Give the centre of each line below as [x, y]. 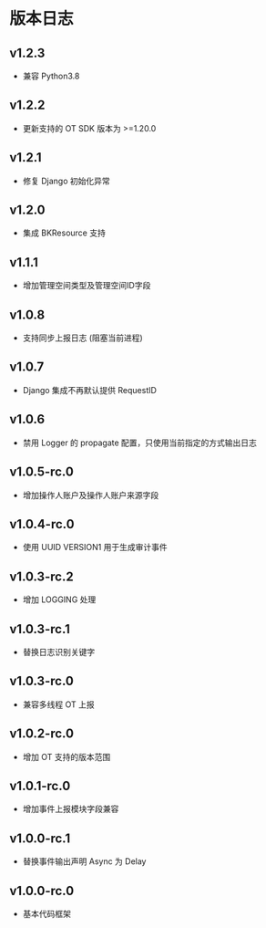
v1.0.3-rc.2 [42, 576]
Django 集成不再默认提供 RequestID [90, 390]
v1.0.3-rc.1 [40, 629]
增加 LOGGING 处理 [59, 600]
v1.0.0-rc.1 [40, 838]
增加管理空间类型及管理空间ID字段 [87, 286]
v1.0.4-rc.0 [42, 524]
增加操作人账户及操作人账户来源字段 [91, 495]
